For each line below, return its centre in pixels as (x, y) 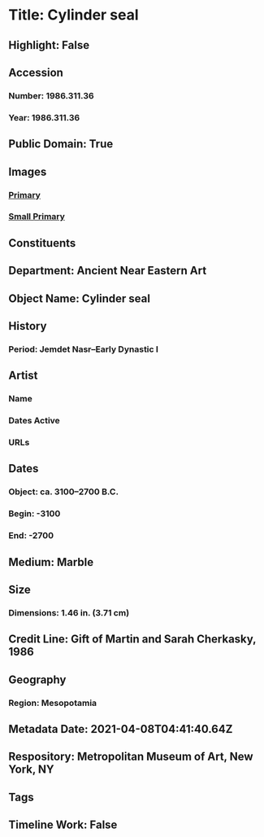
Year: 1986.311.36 (44, 117)
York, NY (31, 770)
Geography (37, 679)
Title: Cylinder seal (74, 15)
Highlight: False (49, 45)
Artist (23, 376)
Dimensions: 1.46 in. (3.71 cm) (69, 612)
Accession (36, 72)
